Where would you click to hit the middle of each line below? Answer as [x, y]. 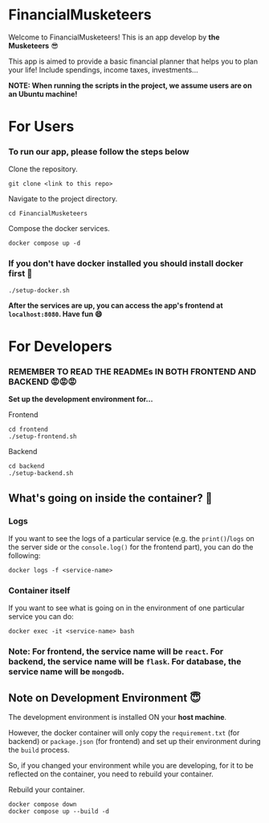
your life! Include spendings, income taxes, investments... [103, 69]
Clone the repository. [43, 169]
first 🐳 [20, 274]
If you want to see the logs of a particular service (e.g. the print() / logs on [131, 538]
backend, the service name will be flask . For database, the [125, 662]
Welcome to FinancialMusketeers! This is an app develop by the [114, 37]
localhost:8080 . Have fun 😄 [55, 314]
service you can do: [41, 617]
